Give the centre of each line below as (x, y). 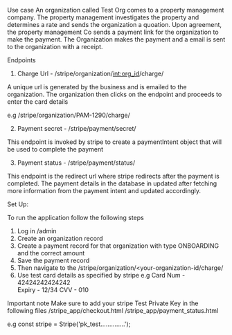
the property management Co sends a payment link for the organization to (113, 32)
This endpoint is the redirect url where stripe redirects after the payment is (114, 176)
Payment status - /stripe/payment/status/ (76, 163)
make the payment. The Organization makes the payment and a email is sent (116, 39)
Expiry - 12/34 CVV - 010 (53, 290)
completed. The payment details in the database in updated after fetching (112, 183)
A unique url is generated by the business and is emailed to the (97, 87)
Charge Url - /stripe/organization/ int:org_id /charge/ (90, 73)
